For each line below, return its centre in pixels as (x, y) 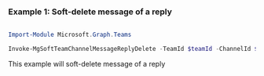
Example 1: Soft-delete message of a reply (90, 12)
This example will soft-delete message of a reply (87, 64)
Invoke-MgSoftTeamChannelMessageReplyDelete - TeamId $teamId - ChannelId (130, 49)
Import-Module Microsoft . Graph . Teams (70, 35)
